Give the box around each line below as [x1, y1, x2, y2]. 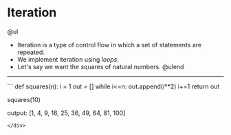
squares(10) [7, 95, 41, 103]
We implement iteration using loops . [16, 55, 119, 63]
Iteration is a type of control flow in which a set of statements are [16, 40, 201, 49]
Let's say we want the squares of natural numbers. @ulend [16, 62, 184, 71]
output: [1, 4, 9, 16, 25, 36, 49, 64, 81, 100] [7, 108, 126, 117]
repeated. [16, 48, 45, 56]
